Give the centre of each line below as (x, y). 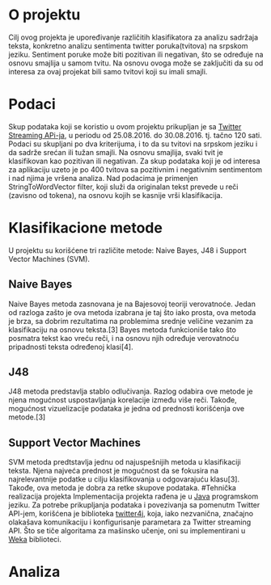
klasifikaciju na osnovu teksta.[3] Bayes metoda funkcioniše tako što (123, 330)
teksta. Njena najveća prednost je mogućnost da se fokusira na (114, 471)
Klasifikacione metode (86, 228)
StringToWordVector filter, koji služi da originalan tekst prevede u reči (123, 187)
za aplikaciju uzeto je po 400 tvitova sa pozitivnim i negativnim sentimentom (135, 169)
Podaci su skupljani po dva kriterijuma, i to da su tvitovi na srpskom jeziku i (133, 144)
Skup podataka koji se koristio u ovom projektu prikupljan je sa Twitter (125, 126)
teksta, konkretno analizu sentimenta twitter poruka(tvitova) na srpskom (128, 45)
